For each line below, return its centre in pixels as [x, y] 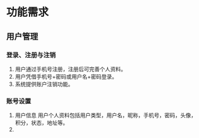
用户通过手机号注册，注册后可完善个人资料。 [71, 69]
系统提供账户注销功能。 [44, 84]
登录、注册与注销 [31, 55]
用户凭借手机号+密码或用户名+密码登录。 [66, 76]
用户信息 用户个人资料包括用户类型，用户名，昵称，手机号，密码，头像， [106, 115]
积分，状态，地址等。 [41, 123]
